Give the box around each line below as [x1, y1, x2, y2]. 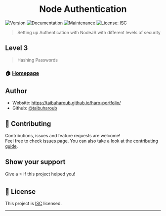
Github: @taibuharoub [12, 105, 58, 111]
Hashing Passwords [17, 57, 58, 63]
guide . [5, 143, 18, 149]
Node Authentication [39, 3, 127, 15]
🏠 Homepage [5, 69, 40, 76]
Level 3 [5, 44, 28, 53]
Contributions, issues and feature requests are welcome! [5, 133, 121, 139]
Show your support [5, 158, 66, 166]
